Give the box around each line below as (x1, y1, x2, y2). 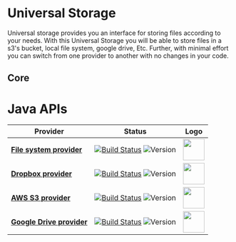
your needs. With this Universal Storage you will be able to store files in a (7, 36, 222, 44)
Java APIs (7, 101, 68, 117)
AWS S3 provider (11, 193, 71, 203)
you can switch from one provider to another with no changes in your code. (7, 51, 230, 60)
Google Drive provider (11, 217, 88, 227)
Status (123, 126, 147, 136)
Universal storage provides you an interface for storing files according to (7, 29, 221, 37)
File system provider (11, 145, 83, 155)
